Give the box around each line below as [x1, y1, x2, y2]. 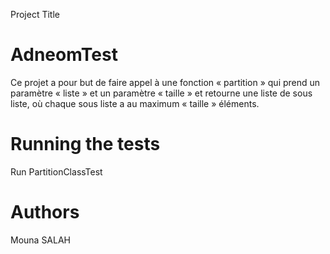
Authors [10, 201, 80, 224]
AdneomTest [10, 44, 118, 66]
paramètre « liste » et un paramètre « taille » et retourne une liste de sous [10, 87, 313, 99]
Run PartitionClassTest [10, 165, 103, 178]
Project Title [10, 9, 61, 20]
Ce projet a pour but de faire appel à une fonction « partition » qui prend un [10, 76, 321, 88]
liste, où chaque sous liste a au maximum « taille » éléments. [10, 97, 260, 109]
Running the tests [10, 133, 161, 156]
